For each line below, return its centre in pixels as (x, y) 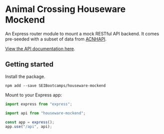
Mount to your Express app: (34, 95)
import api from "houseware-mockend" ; (45, 113)
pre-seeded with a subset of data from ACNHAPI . (56, 39)
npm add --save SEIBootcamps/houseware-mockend (56, 85)
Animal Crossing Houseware (66, 9)
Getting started (29, 64)
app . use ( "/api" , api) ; (29, 127)
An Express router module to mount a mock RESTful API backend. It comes (82, 33)
